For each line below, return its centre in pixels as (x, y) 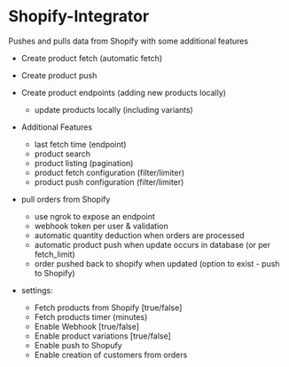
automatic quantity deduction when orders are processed (139, 235)
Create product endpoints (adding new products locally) (124, 92)
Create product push (59, 75)
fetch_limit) (55, 254)
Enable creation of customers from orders (111, 355)
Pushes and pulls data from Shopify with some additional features (129, 41)
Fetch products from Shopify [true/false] (108, 307)
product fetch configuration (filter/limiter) (109, 172)
